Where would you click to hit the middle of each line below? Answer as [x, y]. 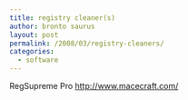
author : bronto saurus [52, 26]
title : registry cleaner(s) [63, 18]
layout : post [34, 35]
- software [38, 60]
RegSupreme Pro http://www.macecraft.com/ [94, 86]
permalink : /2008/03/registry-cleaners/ [87, 43]
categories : [32, 52]
